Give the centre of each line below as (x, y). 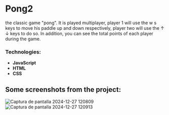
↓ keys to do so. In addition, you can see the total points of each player (79, 33)
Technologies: (23, 52)
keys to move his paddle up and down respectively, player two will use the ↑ (85, 28)
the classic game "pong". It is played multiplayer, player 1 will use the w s (81, 23)
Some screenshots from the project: (63, 90)
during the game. (23, 39)
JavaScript (24, 63)
